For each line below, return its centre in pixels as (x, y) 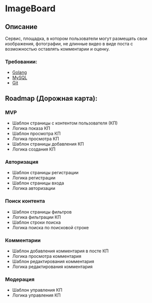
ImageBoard (30, 9)
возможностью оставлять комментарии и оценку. (57, 49)
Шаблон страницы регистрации (45, 173)
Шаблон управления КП (37, 290)
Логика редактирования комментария (52, 267)
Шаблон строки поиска (36, 222)
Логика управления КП (36, 295)
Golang (19, 72)
